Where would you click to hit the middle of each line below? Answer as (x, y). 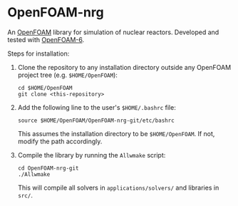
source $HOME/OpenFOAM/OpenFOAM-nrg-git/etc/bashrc (96, 120)
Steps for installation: (38, 53)
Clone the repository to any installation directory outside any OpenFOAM (124, 67)
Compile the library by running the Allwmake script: (92, 155)
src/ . (25, 195)
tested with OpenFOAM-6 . (46, 39)
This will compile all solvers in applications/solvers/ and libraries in (118, 187)
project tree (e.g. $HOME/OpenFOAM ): (67, 75)
